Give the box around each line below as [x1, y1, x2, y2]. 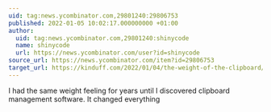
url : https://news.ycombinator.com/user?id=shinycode [15, 49, 200, 57]
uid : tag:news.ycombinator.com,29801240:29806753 [8, 11, 179, 20]
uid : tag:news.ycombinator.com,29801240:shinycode [15, 34, 190, 42]
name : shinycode [15, 42, 70, 50]
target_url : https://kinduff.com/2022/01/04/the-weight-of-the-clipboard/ [8, 64, 265, 72]
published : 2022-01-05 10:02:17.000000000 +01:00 [8, 19, 179, 27]
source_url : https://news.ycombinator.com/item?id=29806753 [8, 57, 215, 65]
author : [8, 26, 35, 34]
